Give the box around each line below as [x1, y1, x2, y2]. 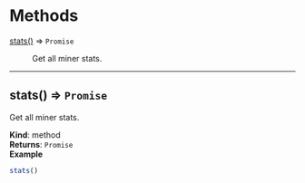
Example [9, 149, 44, 159]
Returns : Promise [9, 139, 74, 149]
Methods [9, 5, 79, 26]
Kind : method [9, 129, 61, 140]
